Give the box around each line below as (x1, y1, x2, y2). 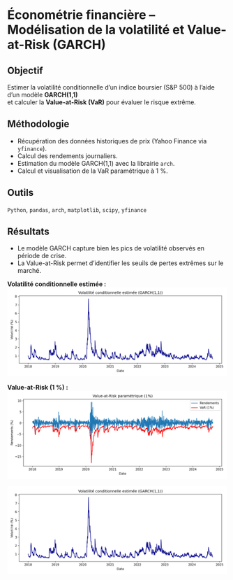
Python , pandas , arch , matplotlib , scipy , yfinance (7, 205, 147, 213)
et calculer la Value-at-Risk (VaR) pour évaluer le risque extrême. (7, 98, 197, 106)
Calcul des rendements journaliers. (17, 151, 118, 160)
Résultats (7, 226, 50, 238)
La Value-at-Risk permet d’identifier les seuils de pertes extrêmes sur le (17, 259, 224, 267)
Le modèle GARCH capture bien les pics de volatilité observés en (17, 244, 204, 253)
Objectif (7, 64, 43, 76)
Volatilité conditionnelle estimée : (7, 280, 107, 288)
